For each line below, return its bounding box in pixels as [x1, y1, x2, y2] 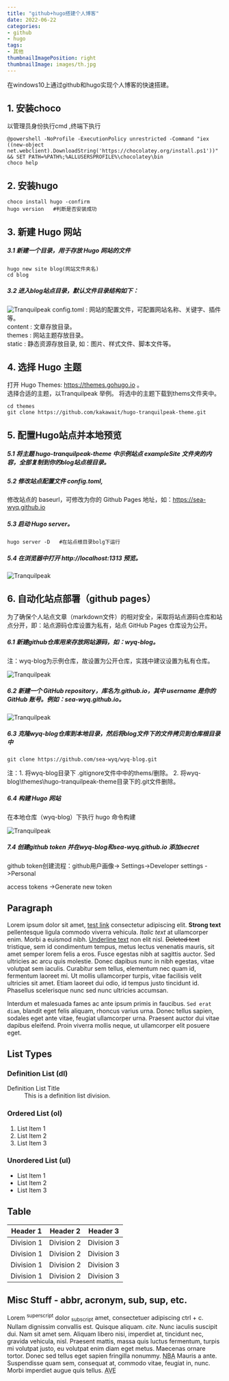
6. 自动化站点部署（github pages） [7, 593, 156, 605]
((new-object [7, 142, 44, 149]
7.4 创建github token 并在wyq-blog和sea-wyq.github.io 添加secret [7, 843, 200, 851]
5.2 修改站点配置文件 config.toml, [7, 477, 104, 485]
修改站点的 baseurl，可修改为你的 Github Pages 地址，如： [7, 496, 173, 504]
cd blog [7, 271, 29, 278]
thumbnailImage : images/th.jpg [7, 61, 96, 68]
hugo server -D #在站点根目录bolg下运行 [7, 539, 121, 546]
